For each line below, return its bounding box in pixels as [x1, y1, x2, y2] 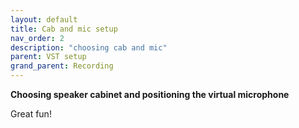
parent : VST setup [10, 52, 87, 62]
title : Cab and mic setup [10, 24, 118, 34]
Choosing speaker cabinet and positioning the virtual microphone [10, 89, 290, 100]
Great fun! [10, 108, 52, 120]
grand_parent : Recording [10, 61, 114, 71]
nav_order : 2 [10, 33, 65, 43]
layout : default [10, 14, 78, 25]
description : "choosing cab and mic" [10, 42, 168, 53]
